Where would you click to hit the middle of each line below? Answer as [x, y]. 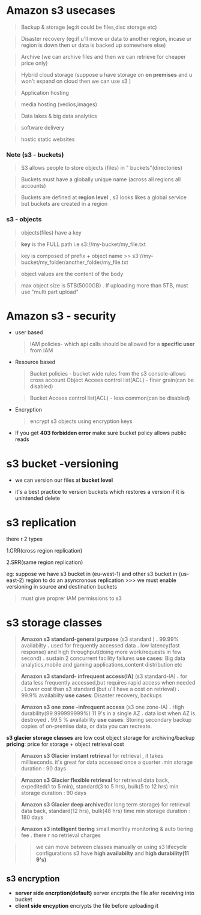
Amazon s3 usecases [61, 10]
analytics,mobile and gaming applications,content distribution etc [102, 665]
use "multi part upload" [50, 292]
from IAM [41, 350]
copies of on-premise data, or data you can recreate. [86, 726]
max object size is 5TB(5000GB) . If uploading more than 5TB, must [104, 285]
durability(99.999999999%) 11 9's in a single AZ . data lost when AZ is [108, 713]
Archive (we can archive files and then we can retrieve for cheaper [103, 56]
